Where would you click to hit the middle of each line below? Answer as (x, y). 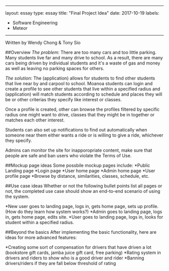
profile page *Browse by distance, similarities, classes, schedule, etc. (77, 176)
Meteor (20, 28)
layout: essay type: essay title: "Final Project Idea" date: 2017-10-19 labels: (82, 13)
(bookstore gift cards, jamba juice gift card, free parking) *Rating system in (83, 253)
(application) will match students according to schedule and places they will (84, 94)
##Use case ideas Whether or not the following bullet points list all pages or (84, 186)
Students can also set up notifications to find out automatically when (76, 130)
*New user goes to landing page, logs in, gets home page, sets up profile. (82, 206)
